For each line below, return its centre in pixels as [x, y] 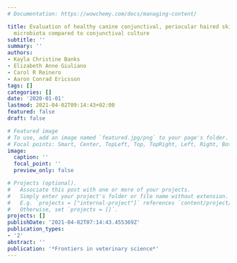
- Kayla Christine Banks [44, 60]
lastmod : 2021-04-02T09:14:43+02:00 [61, 105]
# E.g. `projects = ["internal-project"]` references [91, 203]
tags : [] [20, 85]
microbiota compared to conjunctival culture [82, 33]
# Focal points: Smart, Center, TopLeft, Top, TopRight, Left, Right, [113, 144]
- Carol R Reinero [34, 72]
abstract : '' [26, 242]
